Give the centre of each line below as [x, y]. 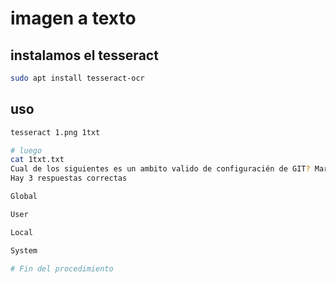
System [24, 250]
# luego [26, 150]
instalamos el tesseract [84, 55]
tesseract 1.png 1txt [55, 132]
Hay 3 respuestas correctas [69, 178]
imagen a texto [73, 18]
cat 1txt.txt [37, 160]
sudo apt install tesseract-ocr [77, 78]
